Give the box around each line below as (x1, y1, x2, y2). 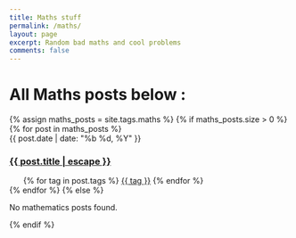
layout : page (9, 29, 58, 38)
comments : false (9, 46, 70, 55)
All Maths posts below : (9, 85, 186, 105)
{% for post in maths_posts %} (9, 124, 122, 135)
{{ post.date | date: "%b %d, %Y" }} (9, 133, 142, 144)
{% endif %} (9, 219, 55, 230)
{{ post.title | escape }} (9, 155, 111, 168)
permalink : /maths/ (9, 21, 82, 30)
